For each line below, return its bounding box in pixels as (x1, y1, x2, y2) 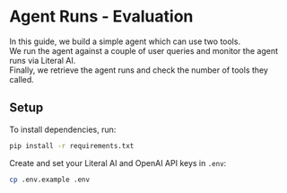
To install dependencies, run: (9, 124, 117, 135)
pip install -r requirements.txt (9, 141, 135, 150)
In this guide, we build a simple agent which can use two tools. (9, 36, 240, 47)
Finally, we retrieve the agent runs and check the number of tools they (9, 65, 269, 75)
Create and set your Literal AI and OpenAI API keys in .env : (9, 157, 227, 168)
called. (9, 74, 34, 84)
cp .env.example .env (9, 175, 91, 184)
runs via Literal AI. (9, 55, 76, 66)
